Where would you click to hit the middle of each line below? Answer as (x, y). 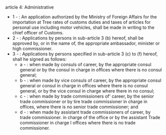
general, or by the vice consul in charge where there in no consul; (87, 91)
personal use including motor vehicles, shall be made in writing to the (83, 27)
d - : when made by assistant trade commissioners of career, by (85, 112)
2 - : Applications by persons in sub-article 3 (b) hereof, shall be (78, 38)
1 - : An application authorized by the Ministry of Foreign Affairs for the (84, 17)
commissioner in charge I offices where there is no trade (78, 123)
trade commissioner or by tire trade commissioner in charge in (83, 101)
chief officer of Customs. (38, 33)
